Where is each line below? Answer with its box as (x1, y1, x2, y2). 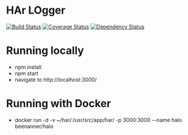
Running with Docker (6, 97, 111, 110)
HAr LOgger (6, 4, 66, 17)
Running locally (6, 44, 85, 57)
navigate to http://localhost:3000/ (14, 76, 97, 83)
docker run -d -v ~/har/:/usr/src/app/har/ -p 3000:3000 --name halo (14, 116, 182, 123)
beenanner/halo (14, 123, 54, 130)
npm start (14, 69, 38, 77)
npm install (14, 63, 42, 70)
